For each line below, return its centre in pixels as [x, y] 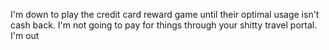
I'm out [25, 35]
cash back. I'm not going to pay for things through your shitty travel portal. [164, 25]
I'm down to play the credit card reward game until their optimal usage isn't [165, 14]
